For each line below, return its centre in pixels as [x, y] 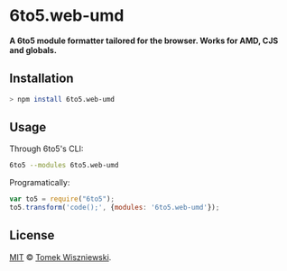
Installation [42, 79]
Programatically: [40, 183]
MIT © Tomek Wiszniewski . [60, 257]
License [32, 235]
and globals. [33, 50]
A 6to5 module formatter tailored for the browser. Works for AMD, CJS [144, 41]
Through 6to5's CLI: [46, 149]
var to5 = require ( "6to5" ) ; [62, 199]
